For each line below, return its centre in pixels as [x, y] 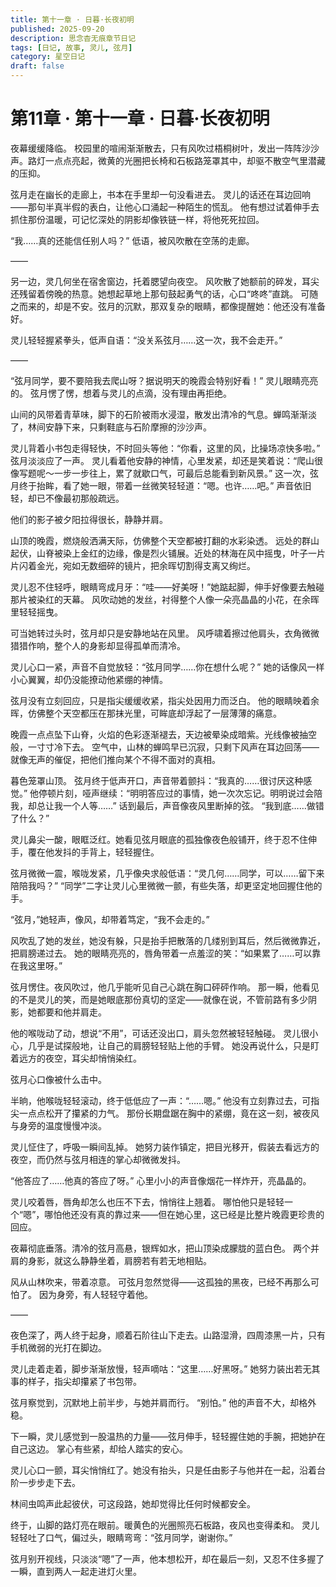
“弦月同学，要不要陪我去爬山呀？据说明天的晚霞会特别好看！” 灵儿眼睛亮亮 [164, 380]
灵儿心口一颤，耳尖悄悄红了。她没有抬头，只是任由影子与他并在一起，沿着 [163, 1470]
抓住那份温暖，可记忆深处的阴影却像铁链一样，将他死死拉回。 [137, 219]
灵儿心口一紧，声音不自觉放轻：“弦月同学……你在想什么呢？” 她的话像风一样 [167, 667]
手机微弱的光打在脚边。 [58, 1347]
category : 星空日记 [48, 57]
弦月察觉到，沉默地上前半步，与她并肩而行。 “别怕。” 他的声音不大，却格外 [163, 1402]
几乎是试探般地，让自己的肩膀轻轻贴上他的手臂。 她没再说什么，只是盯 [173, 1045]
